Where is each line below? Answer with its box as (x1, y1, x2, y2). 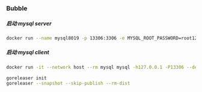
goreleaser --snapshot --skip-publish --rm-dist (6, 81, 130, 87)
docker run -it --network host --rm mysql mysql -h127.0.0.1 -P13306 (6, 64, 185, 70)
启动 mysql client (6, 49, 49, 56)
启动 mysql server (6, 20, 52, 27)
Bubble (6, 4, 28, 13)
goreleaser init (6, 75, 47, 81)
